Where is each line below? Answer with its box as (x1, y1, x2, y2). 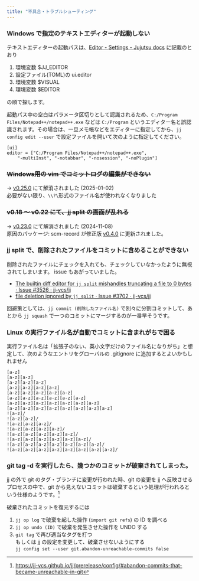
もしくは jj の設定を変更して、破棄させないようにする (15, 538, 145, 546)
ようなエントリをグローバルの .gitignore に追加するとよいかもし (37, 350, 193, 357)
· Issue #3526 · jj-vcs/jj (15, 286, 71, 293)
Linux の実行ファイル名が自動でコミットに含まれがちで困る (6, 328, 176, 337)
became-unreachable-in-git (15, 568, 83, 576)
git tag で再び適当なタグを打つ (15, 531, 93, 538)
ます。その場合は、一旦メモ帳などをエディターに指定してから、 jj (22, 125, 182, 133)
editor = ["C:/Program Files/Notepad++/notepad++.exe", (6, 150, 147, 156)
